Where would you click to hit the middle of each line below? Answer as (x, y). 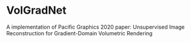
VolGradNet (36, 10)
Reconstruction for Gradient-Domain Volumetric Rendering (79, 33)
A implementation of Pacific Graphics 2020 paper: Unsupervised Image (95, 27)
